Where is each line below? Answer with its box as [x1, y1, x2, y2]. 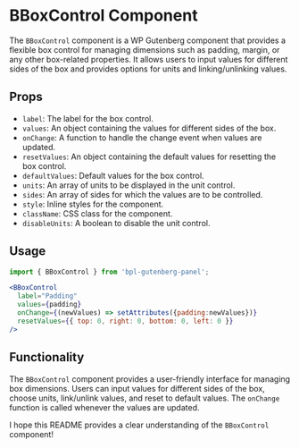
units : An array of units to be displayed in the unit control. [21, 180, 236, 190]
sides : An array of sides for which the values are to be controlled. [21, 189, 263, 199]
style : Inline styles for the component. [21, 199, 164, 209]
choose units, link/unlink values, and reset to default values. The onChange [9, 393, 280, 403]
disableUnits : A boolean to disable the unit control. [21, 217, 211, 228]
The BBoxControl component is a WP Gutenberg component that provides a [9, 35, 287, 46]
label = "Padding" [17, 292, 78, 300]
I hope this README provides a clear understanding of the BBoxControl [9, 419, 270, 430]
